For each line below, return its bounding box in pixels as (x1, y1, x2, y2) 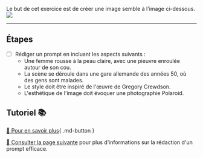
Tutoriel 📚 (6, 108, 47, 118)
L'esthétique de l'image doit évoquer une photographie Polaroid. (24, 89, 184, 96)
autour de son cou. (24, 64, 71, 71)
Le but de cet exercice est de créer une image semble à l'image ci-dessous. (6, 5, 195, 12)
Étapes (6, 35, 33, 45)
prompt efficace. (6, 145, 48, 152)
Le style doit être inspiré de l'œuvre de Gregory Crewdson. (24, 83, 171, 90)
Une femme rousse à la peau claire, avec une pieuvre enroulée (24, 57, 180, 64)
